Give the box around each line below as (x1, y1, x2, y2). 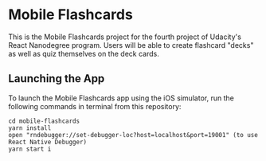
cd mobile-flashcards (8, 117, 80, 125)
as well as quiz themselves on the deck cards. (8, 49, 159, 58)
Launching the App (8, 72, 105, 85)
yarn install (8, 124, 52, 132)
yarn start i (8, 145, 52, 153)
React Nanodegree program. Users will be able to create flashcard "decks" (8, 40, 254, 49)
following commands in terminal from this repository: (8, 101, 182, 111)
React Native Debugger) (8, 138, 88, 146)
